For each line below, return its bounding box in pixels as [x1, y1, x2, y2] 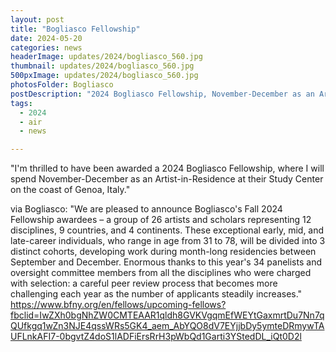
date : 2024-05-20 [10, 33, 83, 43]
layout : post [10, 14, 65, 25]
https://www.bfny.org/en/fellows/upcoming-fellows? [10, 299, 227, 311]
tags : [10, 98, 33, 108]
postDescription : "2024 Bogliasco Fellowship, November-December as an [10, 89, 315, 99]
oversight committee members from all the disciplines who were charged [10, 267, 312, 279]
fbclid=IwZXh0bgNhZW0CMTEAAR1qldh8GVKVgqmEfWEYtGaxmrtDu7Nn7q [10, 309, 325, 321]
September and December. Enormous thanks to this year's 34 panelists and [10, 256, 322, 268]
